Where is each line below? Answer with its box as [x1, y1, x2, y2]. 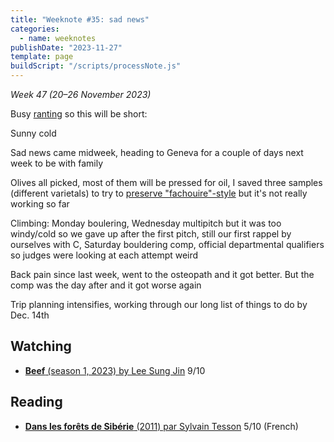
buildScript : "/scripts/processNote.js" [10, 61, 182, 71]
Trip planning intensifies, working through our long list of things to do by [10, 299, 308, 310]
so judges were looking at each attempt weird [10, 249, 199, 261]
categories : [10, 24, 60, 34]
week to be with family [10, 157, 104, 169]
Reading [10, 394, 63, 411]
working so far [10, 198, 70, 210]
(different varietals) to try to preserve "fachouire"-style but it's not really [10, 187, 308, 199]
